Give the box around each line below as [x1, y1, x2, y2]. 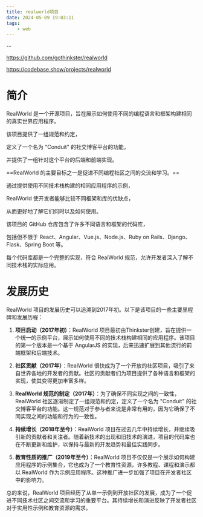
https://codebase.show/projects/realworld [6, 66, 112, 73]
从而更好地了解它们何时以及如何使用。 [6, 208, 101, 215]
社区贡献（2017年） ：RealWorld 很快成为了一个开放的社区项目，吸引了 [14, 362, 190, 369]
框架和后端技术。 [20, 349, 63, 357]
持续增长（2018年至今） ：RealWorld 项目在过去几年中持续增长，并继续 [14, 426, 190, 433]
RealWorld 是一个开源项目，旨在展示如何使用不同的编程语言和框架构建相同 [6, 110, 192, 117]
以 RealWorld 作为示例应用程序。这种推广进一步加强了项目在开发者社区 [14, 469, 192, 476]
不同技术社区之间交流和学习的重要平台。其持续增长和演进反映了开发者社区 [11, 497, 197, 504]
